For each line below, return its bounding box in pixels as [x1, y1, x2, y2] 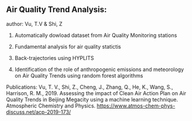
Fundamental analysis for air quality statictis [14, 43, 122, 50]
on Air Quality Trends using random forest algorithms [14, 72, 143, 79]
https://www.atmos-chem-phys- [96, 102, 176, 109]
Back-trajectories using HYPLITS [14, 54, 95, 61]
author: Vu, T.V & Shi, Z [6, 20, 63, 27]
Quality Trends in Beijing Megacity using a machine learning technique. [6, 96, 178, 103]
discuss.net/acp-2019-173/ [6, 108, 72, 115]
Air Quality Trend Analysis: [6, 5, 107, 15]
